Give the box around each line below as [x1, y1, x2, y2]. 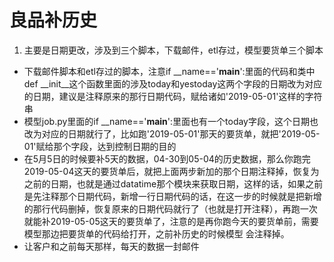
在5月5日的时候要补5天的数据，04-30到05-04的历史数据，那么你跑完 [23, 152, 311, 165]
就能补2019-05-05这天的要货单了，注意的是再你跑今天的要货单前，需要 [23, 215, 319, 227]
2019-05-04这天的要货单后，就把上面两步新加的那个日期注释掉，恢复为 [23, 165, 320, 177]
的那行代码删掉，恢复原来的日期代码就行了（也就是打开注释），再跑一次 [23, 202, 318, 215]
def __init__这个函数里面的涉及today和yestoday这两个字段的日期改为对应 [23, 77, 323, 90]
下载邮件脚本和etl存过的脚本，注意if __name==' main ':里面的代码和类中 [23, 65, 316, 77]
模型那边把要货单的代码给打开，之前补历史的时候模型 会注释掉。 [23, 227, 290, 240]
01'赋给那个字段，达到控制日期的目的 [23, 140, 177, 152]
